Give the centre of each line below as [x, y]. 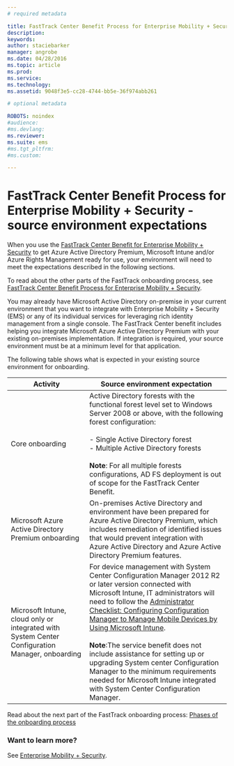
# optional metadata [37, 104]
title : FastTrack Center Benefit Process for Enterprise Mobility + [109, 26]
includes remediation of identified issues [156, 530]
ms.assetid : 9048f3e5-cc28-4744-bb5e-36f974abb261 [82, 91]
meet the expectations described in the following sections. [91, 267]
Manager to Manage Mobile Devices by [154, 619]
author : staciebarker [39, 46]
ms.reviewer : [26, 136]
